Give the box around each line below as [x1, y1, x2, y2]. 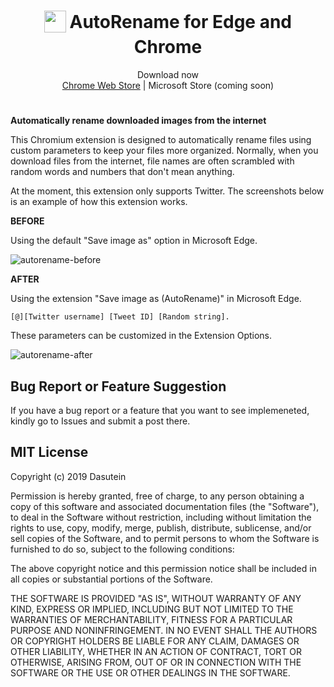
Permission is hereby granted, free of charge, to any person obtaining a [10, 490, 305, 502]
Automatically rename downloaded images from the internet [10, 115, 267, 127]
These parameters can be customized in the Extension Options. [10, 330, 273, 342]
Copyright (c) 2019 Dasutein [10, 470, 127, 482]
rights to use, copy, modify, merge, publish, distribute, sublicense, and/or [10, 521, 312, 534]
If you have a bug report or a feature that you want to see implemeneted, [10, 404, 310, 416]
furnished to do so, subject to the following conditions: [10, 543, 235, 555]
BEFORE [10, 215, 45, 227]
